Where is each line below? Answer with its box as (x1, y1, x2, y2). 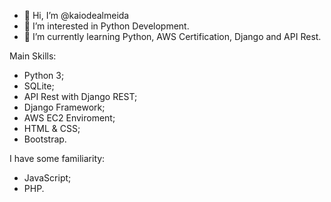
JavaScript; (23, 172, 72, 184)
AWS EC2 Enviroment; (23, 112, 116, 124)
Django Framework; (23, 101, 106, 113)
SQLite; (23, 80, 55, 92)
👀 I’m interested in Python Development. (23, 20, 190, 32)
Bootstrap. (23, 133, 67, 145)
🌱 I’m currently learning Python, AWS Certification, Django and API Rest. (23, 31, 322, 42)
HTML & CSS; (23, 123, 81, 134)
